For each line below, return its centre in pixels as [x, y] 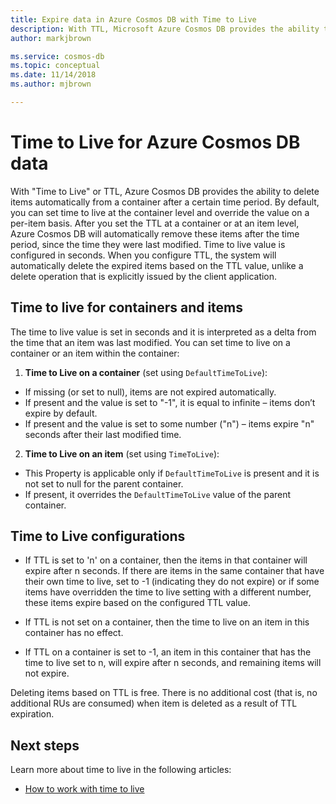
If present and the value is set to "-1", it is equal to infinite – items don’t [170, 402]
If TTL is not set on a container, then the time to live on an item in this [167, 622]
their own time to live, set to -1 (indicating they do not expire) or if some [172, 582]
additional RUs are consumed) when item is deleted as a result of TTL [154, 703]
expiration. [32, 714]
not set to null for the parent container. [104, 483]
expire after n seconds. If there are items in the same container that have [174, 571]
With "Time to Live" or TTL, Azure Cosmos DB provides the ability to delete [165, 191]
